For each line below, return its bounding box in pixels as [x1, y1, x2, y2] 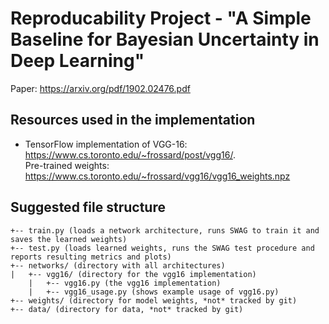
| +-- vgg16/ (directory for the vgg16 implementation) [10, 269, 257, 279]
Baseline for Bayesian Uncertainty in [10, 28, 320, 51]
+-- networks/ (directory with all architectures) [10, 260, 226, 271]
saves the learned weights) [10, 234, 128, 244]
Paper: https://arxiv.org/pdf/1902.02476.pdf [10, 82, 191, 94]
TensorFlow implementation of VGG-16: [24, 138, 188, 150]
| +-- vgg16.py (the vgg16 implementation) [28, 278, 222, 288]
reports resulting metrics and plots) [10, 252, 172, 262]
